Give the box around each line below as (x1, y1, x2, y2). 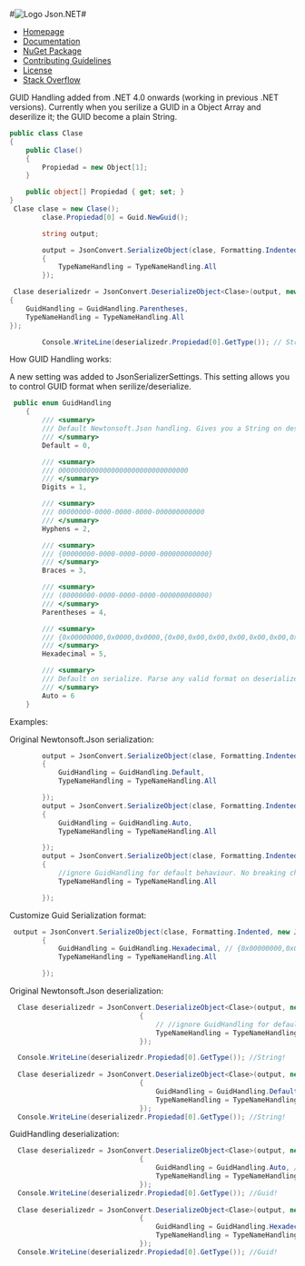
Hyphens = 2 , (42, 524, 92, 533)
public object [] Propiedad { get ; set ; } (25, 187, 184, 197)
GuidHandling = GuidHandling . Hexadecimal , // (57, 945, 233, 954)
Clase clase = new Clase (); (13, 204, 120, 213)
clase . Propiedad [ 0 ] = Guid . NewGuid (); (42, 213, 189, 222)
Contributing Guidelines (22, 55, 112, 65)
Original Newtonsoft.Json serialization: (9, 734, 154, 745)
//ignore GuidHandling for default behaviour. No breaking (57, 868, 286, 877)
